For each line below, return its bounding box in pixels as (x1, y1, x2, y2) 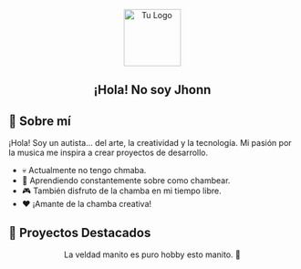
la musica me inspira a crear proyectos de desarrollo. (8, 147, 209, 159)
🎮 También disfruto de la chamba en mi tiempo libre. (21, 185, 222, 196)
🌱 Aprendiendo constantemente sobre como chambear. (21, 175, 231, 186)
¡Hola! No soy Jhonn (93, 82, 212, 98)
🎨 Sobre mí (8, 113, 71, 129)
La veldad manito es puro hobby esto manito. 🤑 (64, 249, 241, 260)
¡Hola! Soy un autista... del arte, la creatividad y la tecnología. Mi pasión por (8, 138, 293, 149)
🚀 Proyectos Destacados (8, 224, 151, 241)
